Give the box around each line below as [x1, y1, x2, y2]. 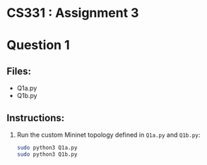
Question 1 [6, 37, 70, 54]
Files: [6, 65, 31, 77]
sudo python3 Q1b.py [16, 150, 78, 158]
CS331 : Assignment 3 [6, 5, 139, 21]
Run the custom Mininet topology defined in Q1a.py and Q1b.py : [16, 130, 201, 139]
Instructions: [6, 111, 65, 124]
